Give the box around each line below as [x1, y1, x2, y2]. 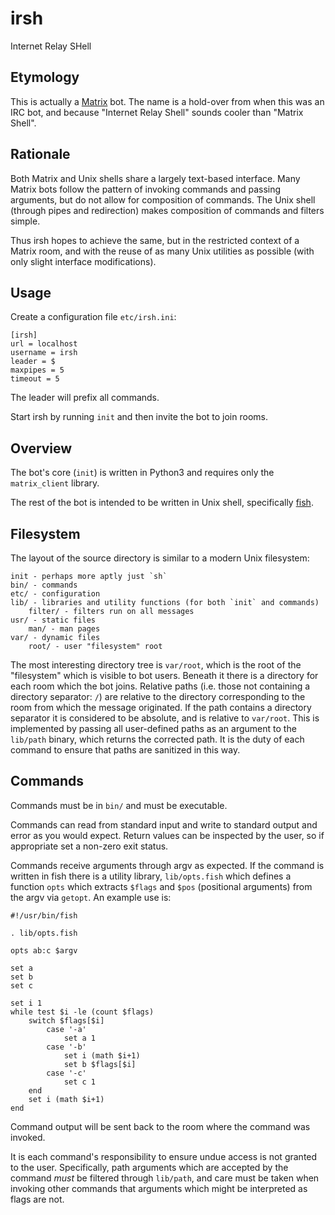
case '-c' [46, 1068, 87, 1078]
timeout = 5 [10, 374, 60, 384]
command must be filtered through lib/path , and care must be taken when [10, 1172, 320, 1184]
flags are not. [10, 1193, 65, 1205]
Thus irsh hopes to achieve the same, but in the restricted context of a [10, 234, 300, 246]
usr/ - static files [10, 615, 97, 625]
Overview [10, 440, 73, 457]
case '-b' [46, 1042, 87, 1052]
